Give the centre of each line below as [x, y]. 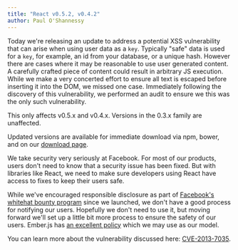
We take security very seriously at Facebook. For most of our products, [112, 158]
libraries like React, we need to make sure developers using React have [112, 173]
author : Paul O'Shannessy [46, 21]
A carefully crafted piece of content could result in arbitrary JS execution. [115, 71]
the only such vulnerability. [47, 101]
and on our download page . [48, 144]
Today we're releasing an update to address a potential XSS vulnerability [114, 41]
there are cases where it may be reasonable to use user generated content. [118, 63]
